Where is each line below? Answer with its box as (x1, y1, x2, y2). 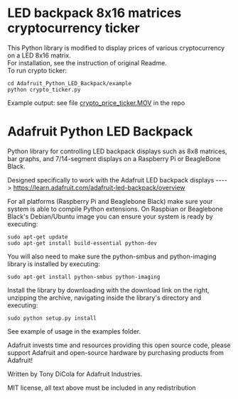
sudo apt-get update (7, 233, 69, 241)
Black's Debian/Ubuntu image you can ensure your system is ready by (7, 212, 213, 221)
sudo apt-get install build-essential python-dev (7, 239, 158, 246)
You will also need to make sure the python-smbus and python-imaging (7, 252, 217, 261)
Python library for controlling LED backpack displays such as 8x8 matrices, (7, 147, 227, 155)
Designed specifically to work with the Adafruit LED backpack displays (7, 175, 215, 184)
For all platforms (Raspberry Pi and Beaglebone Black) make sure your (7, 197, 213, 205)
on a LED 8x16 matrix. (7, 51, 71, 60)
